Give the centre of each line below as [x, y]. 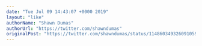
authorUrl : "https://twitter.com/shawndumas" [64, 28]
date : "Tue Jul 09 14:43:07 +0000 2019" [58, 12]
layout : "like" [25, 17]
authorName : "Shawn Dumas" [40, 23]
